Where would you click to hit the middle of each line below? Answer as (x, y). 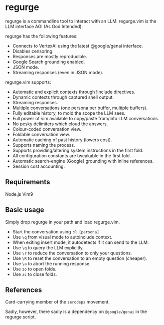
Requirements (28, 182)
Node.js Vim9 (19, 194)
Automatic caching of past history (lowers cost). (62, 140)
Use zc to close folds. (35, 274)
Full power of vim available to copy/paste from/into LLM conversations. (86, 118)
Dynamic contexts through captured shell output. (63, 97)
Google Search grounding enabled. (49, 62)
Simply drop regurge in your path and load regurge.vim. (63, 222)
